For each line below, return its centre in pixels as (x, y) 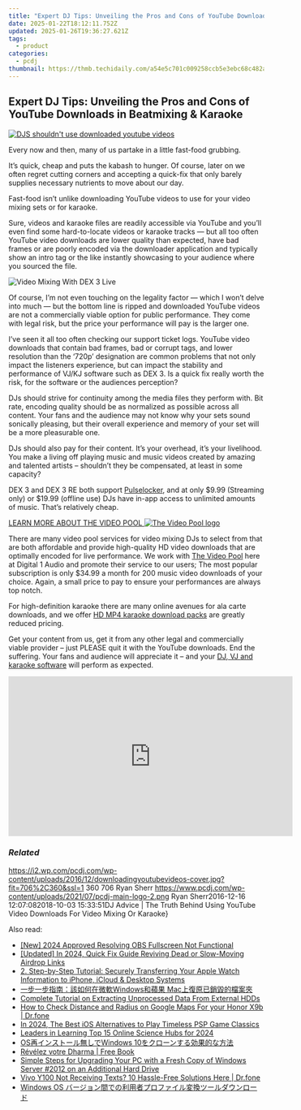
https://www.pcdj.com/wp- (200, 888)
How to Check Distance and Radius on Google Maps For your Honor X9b (142, 1007)
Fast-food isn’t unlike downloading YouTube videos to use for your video (129, 198)
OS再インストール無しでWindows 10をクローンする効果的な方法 (127, 1042)
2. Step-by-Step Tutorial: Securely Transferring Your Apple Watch (130, 970)
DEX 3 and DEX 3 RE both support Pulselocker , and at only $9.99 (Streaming (136, 490)
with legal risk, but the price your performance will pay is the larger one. (129, 323)
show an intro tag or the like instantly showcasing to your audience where (131, 257)
